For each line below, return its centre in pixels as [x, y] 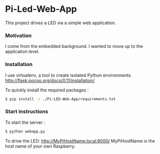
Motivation [19, 36]
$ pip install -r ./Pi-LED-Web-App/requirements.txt [60, 99]
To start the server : [25, 122]
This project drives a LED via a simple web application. [61, 23]
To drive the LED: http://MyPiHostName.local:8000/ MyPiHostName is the [80, 141]
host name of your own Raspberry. [40, 146]
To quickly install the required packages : [47, 90]
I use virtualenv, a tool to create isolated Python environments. [69, 75]
